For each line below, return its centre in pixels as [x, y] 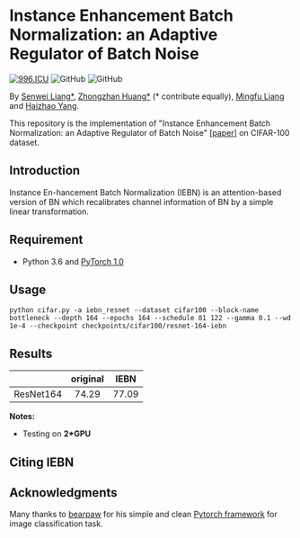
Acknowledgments [64, 493]
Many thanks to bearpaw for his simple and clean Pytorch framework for [143, 515]
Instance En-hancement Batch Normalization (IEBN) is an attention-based [146, 192]
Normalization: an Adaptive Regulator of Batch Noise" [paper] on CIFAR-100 [150, 132]
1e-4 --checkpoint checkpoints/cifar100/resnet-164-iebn [118, 326]
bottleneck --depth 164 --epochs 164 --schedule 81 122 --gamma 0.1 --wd [150, 318]
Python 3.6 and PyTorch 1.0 [73, 261]
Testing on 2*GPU [57, 434]
